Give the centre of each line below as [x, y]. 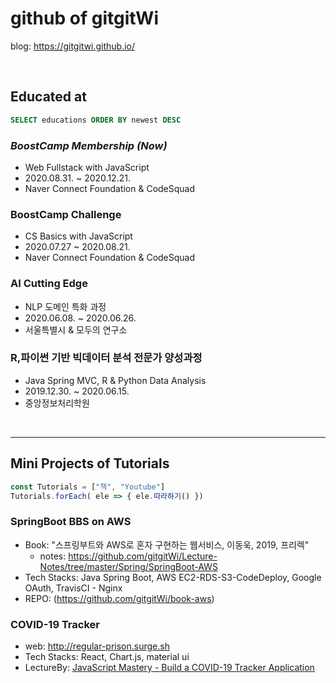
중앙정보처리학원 [57, 403]
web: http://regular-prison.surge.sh [97, 646]
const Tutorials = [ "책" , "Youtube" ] [88, 487]
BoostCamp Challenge [66, 214]
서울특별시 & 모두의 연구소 [76, 329]
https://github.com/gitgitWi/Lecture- [143, 556]
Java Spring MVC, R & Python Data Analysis [115, 380]
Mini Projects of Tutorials [90, 463]
